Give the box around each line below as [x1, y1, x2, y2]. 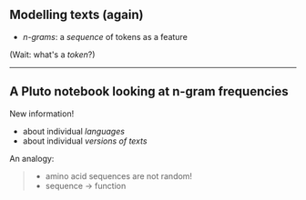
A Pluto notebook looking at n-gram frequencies [9, 84, 289, 99]
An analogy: [9, 153, 55, 164]
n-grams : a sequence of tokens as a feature [22, 31, 189, 42]
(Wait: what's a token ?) [9, 49, 96, 60]
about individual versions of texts [22, 135, 148, 146]
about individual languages [22, 125, 126, 136]
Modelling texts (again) [9, 7, 144, 23]
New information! [9, 108, 75, 119]
